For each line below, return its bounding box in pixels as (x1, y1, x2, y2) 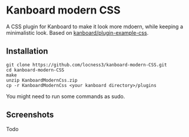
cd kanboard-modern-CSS (6, 67, 65, 73)
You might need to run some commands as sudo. (6, 92, 125, 100)
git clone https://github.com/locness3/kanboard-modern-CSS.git (6, 62, 167, 68)
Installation (6, 46, 48, 56)
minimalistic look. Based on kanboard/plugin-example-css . (6, 29, 149, 36)
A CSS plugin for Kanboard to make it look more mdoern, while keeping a (6, 23, 184, 30)
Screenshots (6, 110, 54, 120)
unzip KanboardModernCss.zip (6, 77, 78, 83)
